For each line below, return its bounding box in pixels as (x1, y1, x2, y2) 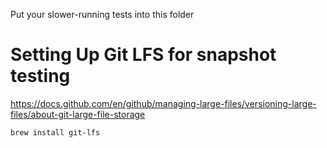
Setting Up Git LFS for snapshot (10, 44, 277, 66)
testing (10, 65, 71, 88)
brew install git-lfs (10, 127, 101, 138)
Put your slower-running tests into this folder (10, 9, 195, 20)
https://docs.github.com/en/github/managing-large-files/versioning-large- (10, 97, 317, 109)
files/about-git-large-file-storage (10, 108, 146, 120)
